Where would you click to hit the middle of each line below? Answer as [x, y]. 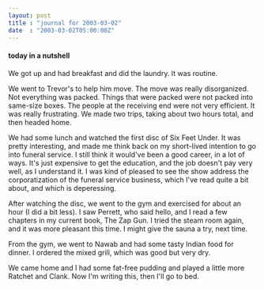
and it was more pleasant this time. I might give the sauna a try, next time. [128, 228]
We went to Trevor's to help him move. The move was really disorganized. [128, 89]
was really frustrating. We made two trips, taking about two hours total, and [131, 114]
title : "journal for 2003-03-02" [65, 23]
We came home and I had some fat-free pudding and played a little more [126, 268]
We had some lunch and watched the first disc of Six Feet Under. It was [124, 137]
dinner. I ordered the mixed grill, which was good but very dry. [109, 252]
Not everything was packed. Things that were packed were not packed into [131, 97]
